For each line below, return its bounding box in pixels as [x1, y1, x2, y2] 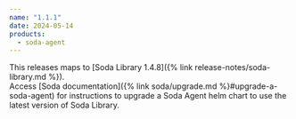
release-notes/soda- [194, 62, 270, 73]
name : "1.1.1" [9, 12, 62, 22]
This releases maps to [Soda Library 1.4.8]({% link [9, 62, 193, 73]
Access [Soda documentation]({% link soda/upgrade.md [9, 81, 218, 91]
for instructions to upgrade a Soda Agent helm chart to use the [56, 91, 287, 101]
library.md [9, 72, 47, 83]
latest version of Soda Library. [9, 99, 120, 111]
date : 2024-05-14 [9, 21, 74, 30]
